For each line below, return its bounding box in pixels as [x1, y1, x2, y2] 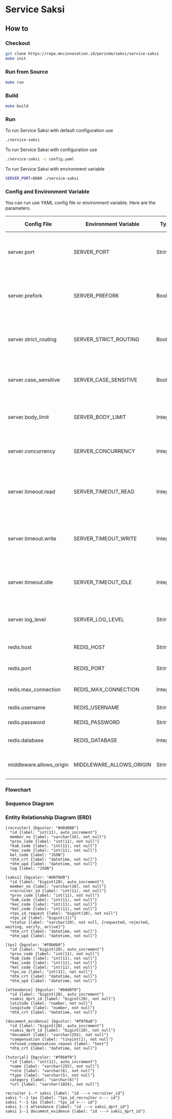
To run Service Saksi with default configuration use [5, 127, 114, 134]
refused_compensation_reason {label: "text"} [10, 1041, 109, 1047]
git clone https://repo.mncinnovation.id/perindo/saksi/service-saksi [5, 51, 159, 56]
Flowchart [5, 786, 31, 794]
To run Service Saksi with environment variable [5, 166, 105, 172]
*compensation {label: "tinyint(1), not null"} [10, 1037, 114, 1042]
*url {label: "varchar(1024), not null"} [10, 1082, 100, 1087]
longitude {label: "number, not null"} [10, 1005, 95, 1011]
